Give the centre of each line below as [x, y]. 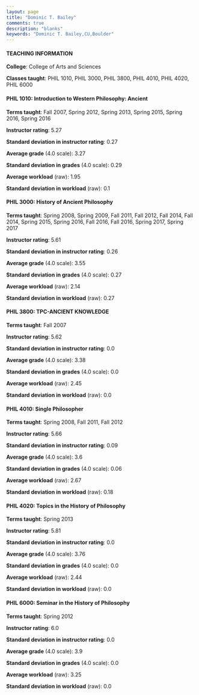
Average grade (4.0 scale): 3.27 [46, 153]
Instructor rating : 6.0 [32, 628]
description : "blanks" [35, 29]
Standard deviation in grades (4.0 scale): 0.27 [64, 275]
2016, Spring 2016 [29, 118]
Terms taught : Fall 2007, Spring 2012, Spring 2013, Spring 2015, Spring [94, 112]
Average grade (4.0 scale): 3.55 [46, 263]
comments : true [25, 23]
